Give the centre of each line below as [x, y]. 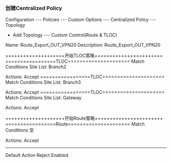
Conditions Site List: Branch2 [36, 67]
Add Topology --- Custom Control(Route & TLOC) [65, 35]
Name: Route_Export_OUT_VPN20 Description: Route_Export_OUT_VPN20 [83, 45]
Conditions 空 [20, 130]
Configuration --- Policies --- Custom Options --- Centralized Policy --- [81, 20]
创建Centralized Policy [34, 8]
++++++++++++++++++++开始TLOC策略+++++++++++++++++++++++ [84, 56]
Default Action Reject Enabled [37, 155]
